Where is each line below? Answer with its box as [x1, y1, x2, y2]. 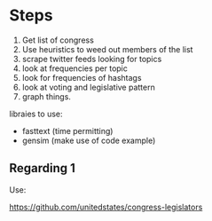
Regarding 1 [9, 161, 75, 176]
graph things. [21, 91, 71, 102]
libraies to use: [9, 108, 64, 119]
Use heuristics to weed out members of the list [21, 43, 193, 54]
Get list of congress [21, 35, 95, 45]
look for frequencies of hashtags [21, 72, 142, 83]
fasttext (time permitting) [21, 125, 114, 136]
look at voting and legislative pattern [21, 82, 155, 92]
